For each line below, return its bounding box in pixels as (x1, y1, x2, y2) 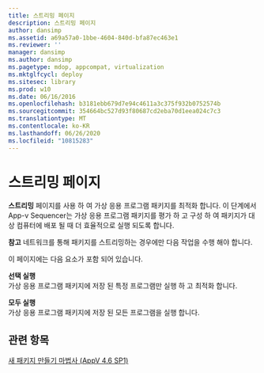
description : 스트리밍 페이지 (8, 19, 96, 27)
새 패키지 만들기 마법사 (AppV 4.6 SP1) (8, 356, 129, 365)
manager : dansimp (8, 48, 66, 56)
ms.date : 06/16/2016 (8, 93, 77, 101)
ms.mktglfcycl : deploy (8, 70, 83, 78)
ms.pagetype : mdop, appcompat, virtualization (8, 63, 164, 71)
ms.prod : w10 (8, 85, 51, 93)
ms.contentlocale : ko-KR (8, 122, 90, 130)
